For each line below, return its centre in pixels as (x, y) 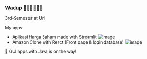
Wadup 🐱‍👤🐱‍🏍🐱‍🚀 (24, 8)
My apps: (14, 28)
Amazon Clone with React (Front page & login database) (68, 42)
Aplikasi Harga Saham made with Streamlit (54, 37)
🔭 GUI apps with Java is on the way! (41, 52)
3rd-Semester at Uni (25, 18)
